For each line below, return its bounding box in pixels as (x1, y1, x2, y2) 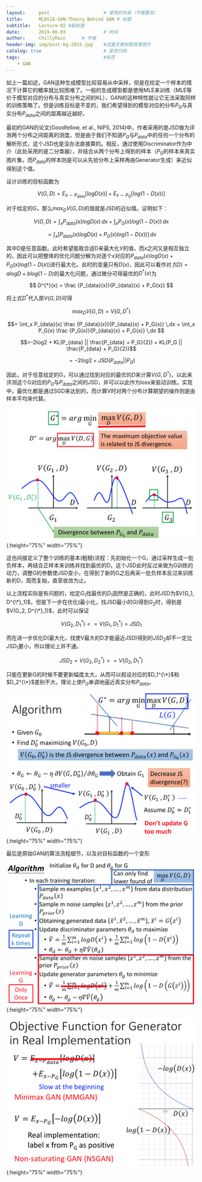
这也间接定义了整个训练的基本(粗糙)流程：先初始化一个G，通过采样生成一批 (6, 554, 194, 562)
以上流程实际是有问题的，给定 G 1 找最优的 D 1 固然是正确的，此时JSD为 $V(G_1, (6, 589, 194, 599)
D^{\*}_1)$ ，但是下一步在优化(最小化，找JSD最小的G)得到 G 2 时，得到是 (6, 599, 182, 607)
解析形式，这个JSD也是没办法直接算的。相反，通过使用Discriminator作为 (6, 140, 187, 147)
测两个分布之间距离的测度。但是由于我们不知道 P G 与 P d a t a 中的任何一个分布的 (6, 132, 195, 140)
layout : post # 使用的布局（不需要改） (6, 10, 159, 16)
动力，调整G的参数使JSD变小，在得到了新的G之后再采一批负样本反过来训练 (6, 570, 194, 577)
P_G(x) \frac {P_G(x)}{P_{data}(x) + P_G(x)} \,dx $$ (38, 327, 165, 335)
